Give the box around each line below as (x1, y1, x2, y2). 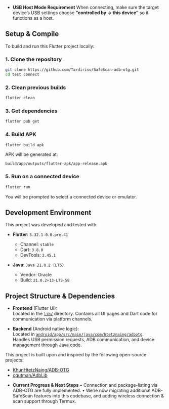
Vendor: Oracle (20, 272, 52, 278)
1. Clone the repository (5, 56, 62, 63)
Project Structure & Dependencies (5, 292, 115, 300)
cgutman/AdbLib (12, 372, 48, 379)
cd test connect (5, 72, 39, 77)
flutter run (5, 184, 30, 189)
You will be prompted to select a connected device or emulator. (5, 193, 138, 199)
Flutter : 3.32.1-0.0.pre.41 (12, 231, 68, 237)
